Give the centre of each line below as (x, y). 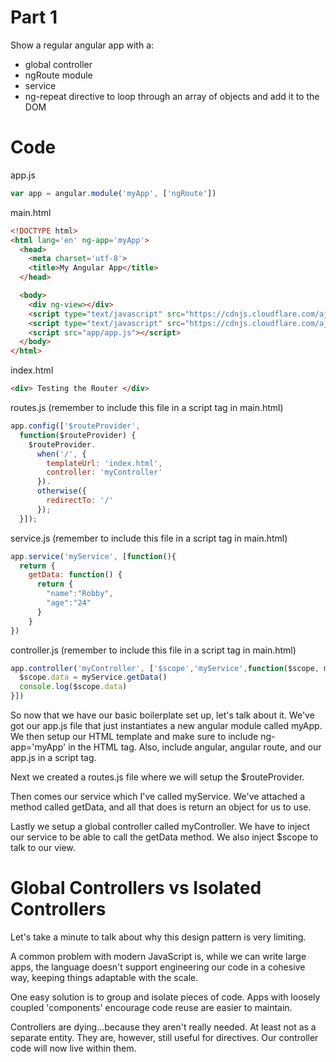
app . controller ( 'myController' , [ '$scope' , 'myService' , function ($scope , (165, 668)
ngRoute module (58, 75)
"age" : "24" (69, 603)
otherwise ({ (61, 491)
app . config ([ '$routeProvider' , (75, 426)
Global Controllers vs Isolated (136, 888)
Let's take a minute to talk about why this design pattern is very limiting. (158, 937)
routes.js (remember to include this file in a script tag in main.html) (147, 407)
